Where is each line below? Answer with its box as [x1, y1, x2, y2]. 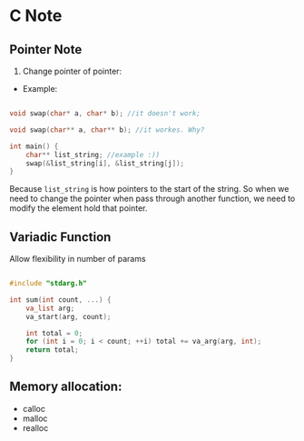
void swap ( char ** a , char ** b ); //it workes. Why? [9, 125, 205, 135]
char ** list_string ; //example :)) [25, 150, 161, 159]
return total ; [25, 346, 79, 355]
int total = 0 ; [25, 328, 83, 337]
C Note [9, 5, 63, 26]
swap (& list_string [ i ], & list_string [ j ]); [25, 158, 184, 168]
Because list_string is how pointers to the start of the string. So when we [9, 184, 289, 195]
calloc [22, 403, 45, 414]
